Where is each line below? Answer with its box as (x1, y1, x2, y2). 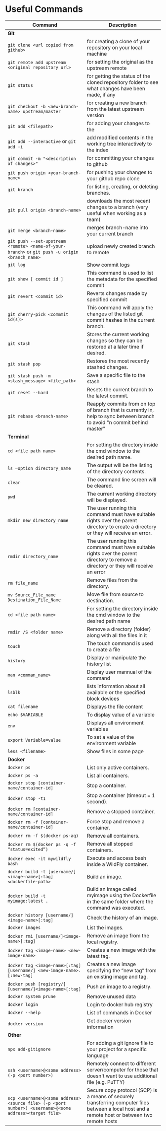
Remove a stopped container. (86, 808, 155, 815)
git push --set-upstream (7, 238, 66, 244)
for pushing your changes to (86, 169, 153, 176)
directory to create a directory (86, 523, 157, 530)
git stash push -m (7, 373, 51, 378)
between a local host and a (86, 1105, 150, 1112)
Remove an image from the (86, 932, 150, 939)
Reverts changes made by (86, 289, 147, 296)
